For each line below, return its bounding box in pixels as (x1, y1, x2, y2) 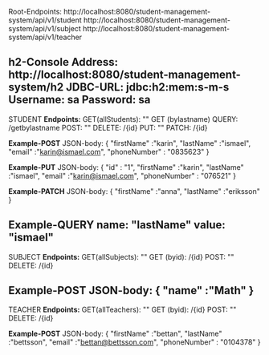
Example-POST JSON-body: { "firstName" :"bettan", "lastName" (8, 329, 222, 339)
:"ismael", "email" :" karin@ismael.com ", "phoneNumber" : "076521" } (8, 171, 237, 180)
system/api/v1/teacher (8, 32, 83, 42)
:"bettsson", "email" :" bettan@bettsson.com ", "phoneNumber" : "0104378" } (8, 337, 261, 347)
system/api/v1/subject (8, 24, 82, 33)
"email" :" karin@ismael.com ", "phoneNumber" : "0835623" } (8, 147, 210, 156)
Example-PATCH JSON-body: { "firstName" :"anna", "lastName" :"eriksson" (8, 186, 261, 196)
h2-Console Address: (8, 55, 119, 69)
